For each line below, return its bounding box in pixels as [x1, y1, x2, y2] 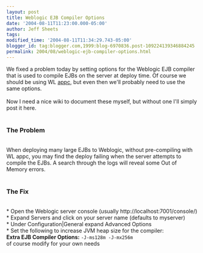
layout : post [6, 9, 40, 15]
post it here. [6, 104, 37, 112]
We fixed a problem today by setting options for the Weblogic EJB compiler [6, 65, 195, 73]
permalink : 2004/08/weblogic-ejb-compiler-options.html [6, 49, 151, 55]
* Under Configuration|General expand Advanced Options [6, 221, 152, 228]
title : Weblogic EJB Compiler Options [6, 15, 105, 21]
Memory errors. [6, 166, 46, 173]
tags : [6, 32, 20, 38]
